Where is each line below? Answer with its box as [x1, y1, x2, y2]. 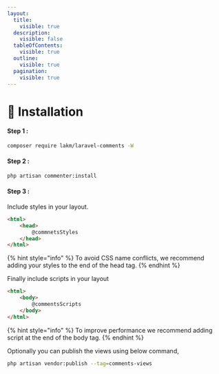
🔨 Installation [7, 104, 84, 119]
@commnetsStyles [32, 229, 79, 236]
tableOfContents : [13, 42, 63, 49]
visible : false [19, 36, 63, 43]
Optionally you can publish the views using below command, [7, 346, 179, 355]
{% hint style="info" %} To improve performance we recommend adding [7, 326, 213, 334]
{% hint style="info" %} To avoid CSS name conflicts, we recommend [7, 254, 205, 262]
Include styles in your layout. [7, 202, 89, 211]
